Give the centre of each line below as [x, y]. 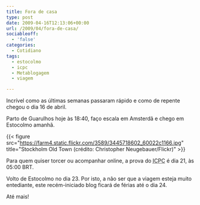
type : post [20, 17]
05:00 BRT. [20, 167]
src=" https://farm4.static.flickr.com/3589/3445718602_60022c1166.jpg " [95, 143]
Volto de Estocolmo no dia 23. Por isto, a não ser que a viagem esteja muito [99, 179]
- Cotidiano [27, 51]
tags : [13, 56]
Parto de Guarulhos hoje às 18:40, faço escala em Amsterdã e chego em [95, 119]
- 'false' [24, 39]
